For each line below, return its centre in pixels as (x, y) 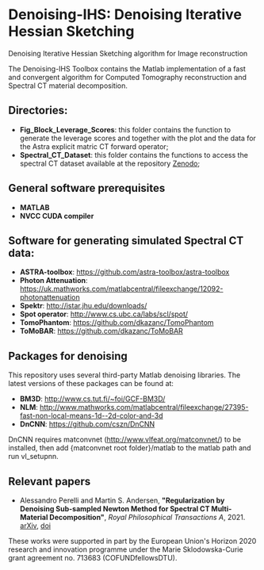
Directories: (38, 111)
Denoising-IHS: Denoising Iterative (125, 15)
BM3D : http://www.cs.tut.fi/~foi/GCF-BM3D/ (92, 399)
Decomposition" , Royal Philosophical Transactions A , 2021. (147, 517)
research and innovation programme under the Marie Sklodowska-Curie (126, 549)
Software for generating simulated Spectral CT (126, 241)
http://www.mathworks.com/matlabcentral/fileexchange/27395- (144, 407)
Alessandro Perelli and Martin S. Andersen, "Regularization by (122, 500)
